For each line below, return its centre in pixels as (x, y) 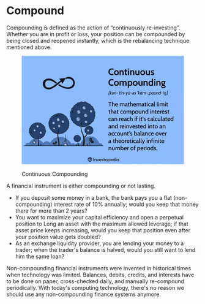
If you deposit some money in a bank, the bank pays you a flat (94, 197)
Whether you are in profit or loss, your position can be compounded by (96, 34)
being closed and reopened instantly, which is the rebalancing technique (98, 40)
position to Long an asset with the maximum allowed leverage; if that (102, 224)
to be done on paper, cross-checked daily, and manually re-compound (95, 281)
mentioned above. (29, 47)
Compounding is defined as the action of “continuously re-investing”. (93, 28)
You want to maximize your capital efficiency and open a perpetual (99, 217)
